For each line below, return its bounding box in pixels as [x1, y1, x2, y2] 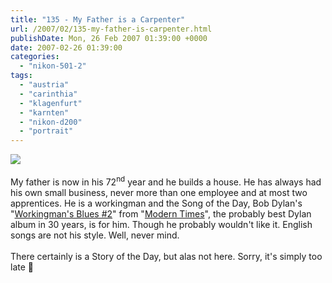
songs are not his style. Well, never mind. [10, 229, 180, 241]
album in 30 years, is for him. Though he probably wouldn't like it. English [10, 218, 313, 230]
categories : [10, 52, 60, 62]
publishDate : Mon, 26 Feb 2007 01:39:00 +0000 [10, 33, 208, 43]
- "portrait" [19, 126, 74, 136]
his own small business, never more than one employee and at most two [10, 186, 308, 198]
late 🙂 [10, 261, 34, 273]
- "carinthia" [19, 89, 78, 99]
